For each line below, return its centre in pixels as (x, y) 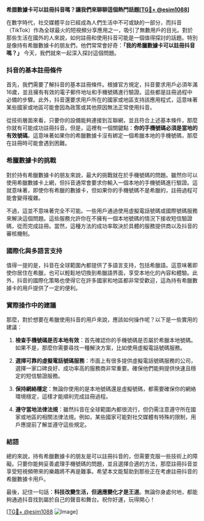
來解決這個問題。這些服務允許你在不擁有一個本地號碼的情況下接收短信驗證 (99, 218)
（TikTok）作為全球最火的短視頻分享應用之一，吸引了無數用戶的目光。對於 (100, 30)
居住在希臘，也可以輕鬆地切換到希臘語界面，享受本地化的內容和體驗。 (104, 273)
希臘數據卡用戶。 (28, 479)
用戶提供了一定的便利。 (51, 288)
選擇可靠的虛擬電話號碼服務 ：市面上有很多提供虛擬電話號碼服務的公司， (105, 361)
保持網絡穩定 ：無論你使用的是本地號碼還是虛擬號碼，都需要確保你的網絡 (105, 389)
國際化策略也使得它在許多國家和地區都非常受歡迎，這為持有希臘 (112, 280)
